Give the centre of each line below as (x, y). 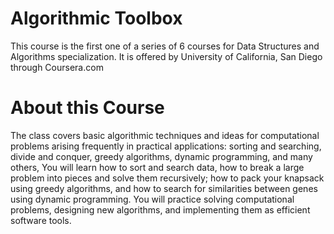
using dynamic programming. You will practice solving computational (152, 199)
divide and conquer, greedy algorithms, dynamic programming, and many (161, 156)
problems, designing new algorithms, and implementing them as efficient (160, 209)
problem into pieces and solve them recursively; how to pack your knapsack (167, 178)
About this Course (87, 108)
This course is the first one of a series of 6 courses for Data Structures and (165, 46)
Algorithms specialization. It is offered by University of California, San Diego (166, 56)
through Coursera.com (57, 67)
